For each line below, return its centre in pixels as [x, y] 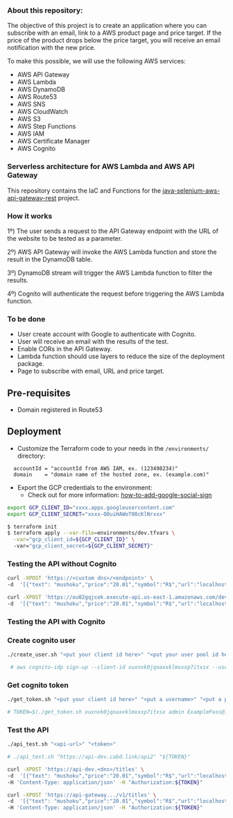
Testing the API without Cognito [62, 563]
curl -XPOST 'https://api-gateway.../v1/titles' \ [82, 795]
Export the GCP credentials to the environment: [85, 487]
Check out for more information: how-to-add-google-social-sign [120, 495]
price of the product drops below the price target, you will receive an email [114, 40]
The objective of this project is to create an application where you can [107, 26]
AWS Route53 [37, 97]
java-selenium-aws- [191, 191]
